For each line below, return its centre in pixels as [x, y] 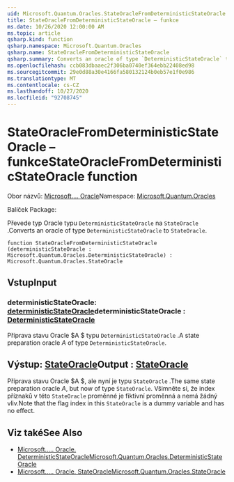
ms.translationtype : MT [42, 78]
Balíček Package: [32, 209]
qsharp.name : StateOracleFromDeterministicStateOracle [88, 53]
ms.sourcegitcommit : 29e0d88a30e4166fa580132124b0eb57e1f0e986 [101, 72]
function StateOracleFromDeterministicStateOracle [82, 243]
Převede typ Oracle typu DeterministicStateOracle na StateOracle [103, 223]
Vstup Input [32, 283]
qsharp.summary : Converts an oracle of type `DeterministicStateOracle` [115, 59]
